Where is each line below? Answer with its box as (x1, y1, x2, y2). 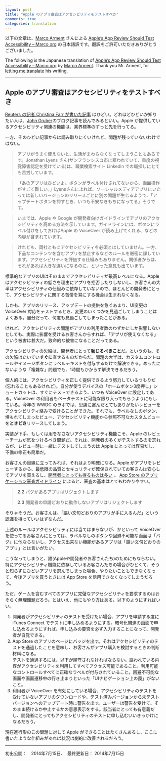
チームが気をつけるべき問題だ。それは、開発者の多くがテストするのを (9, 437, 152, 443)
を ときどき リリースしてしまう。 (5, 421, 70, 426)
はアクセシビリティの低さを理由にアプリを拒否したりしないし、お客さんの (5, 280, 157, 286)
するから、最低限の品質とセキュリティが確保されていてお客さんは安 (13, 466, 152, 472)
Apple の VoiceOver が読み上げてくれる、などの (60, 228, 158, 234)
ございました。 (5, 47, 36, 53)
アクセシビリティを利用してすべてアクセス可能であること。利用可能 (21, 663, 159, 669)
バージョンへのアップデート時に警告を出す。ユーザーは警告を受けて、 (12, 700, 155, 706)
